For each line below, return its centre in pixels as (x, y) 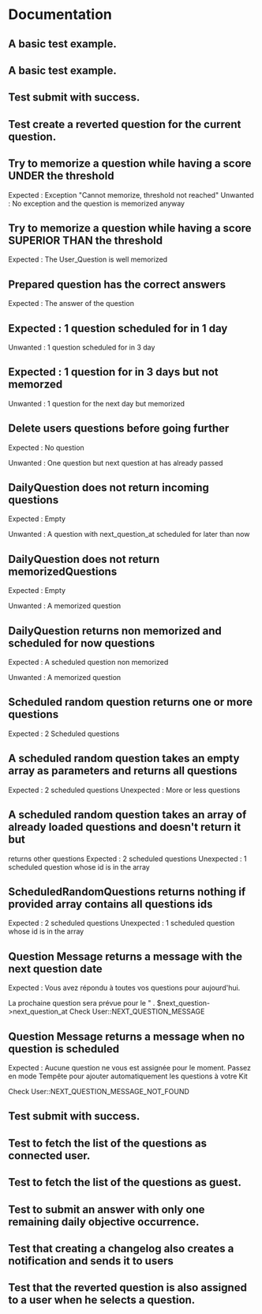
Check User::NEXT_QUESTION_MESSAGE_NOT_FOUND (99, 1091)
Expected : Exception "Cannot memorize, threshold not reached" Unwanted (131, 194)
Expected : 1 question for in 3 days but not (113, 372)
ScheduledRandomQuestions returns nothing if (127, 891)
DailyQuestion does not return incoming (109, 488)
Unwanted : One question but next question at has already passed (116, 463)
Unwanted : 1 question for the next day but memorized (97, 403)
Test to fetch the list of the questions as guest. (125, 1182)
